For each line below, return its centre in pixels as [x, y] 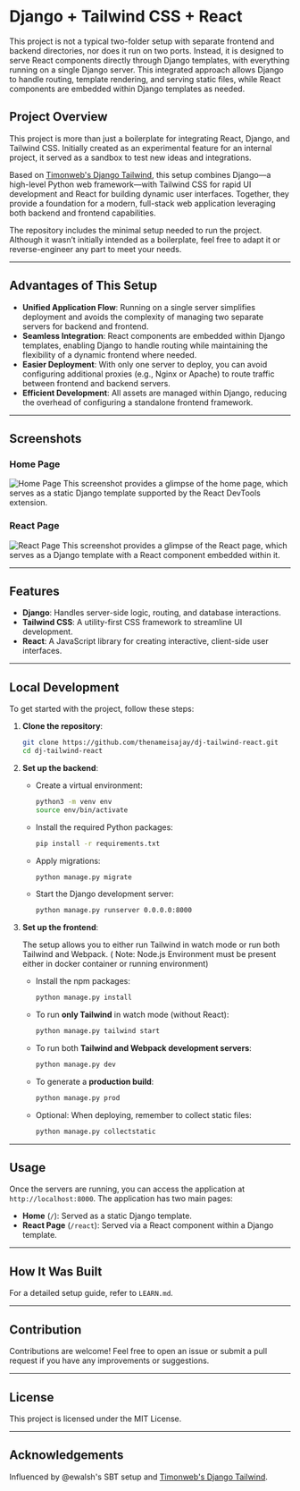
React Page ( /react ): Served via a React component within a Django [148, 1225]
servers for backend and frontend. [85, 326]
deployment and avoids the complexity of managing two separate [143, 317]
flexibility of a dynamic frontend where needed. [109, 354]
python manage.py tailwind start [98, 1031]
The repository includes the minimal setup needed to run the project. [136, 230]
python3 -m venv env [74, 801]
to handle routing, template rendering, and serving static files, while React [145, 79]
